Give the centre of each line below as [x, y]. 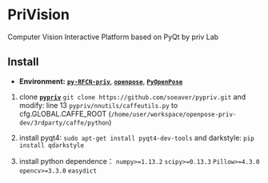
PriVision [38, 15]
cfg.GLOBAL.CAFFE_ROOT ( [65, 113]
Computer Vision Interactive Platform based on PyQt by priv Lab [113, 37]
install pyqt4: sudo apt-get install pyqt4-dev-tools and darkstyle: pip [137, 137]
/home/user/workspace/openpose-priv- [174, 114]
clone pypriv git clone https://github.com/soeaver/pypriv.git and [132, 97]
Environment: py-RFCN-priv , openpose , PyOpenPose [101, 81]
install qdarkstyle [52, 145]
